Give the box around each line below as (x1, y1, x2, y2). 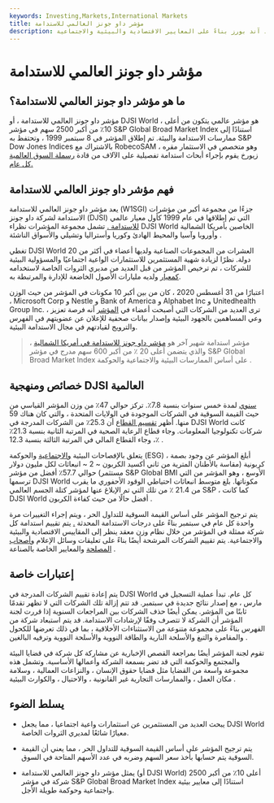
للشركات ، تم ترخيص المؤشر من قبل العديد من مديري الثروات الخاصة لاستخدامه (9, 263, 251, 273)
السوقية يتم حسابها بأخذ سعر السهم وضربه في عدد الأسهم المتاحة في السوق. (20, 752, 254, 762)
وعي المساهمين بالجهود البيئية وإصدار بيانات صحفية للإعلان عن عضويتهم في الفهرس (9, 314, 263, 323)
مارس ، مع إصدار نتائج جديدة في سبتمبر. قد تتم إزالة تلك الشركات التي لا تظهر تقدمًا (9, 597, 263, 607)
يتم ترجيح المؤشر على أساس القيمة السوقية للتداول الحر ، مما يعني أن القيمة (20, 743, 253, 753)
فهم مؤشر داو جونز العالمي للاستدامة (9, 182, 174, 196)
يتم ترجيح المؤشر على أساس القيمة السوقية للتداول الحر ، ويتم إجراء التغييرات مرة (9, 510, 259, 519)
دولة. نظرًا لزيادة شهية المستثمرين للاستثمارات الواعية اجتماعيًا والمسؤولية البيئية (9, 254, 251, 264)
